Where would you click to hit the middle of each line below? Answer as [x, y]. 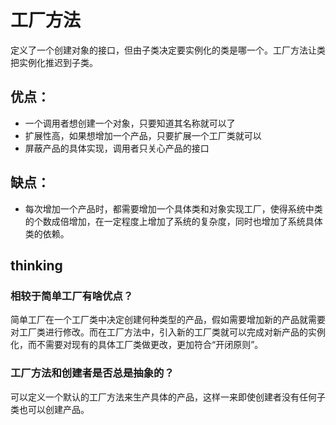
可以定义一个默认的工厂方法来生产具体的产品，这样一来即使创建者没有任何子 [168, 397]
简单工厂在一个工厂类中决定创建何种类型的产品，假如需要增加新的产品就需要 [168, 320]
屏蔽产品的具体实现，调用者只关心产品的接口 [117, 148]
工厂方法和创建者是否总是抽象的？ [92, 373]
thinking [36, 265]
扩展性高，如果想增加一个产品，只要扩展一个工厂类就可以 [143, 135]
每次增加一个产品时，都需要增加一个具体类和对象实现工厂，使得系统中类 [173, 208]
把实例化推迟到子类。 [54, 62]
